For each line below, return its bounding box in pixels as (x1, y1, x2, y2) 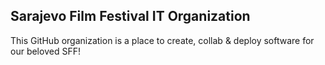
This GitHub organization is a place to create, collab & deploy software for (10, 34, 315, 46)
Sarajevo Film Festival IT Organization (10, 8, 251, 25)
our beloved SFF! (10, 45, 81, 57)
